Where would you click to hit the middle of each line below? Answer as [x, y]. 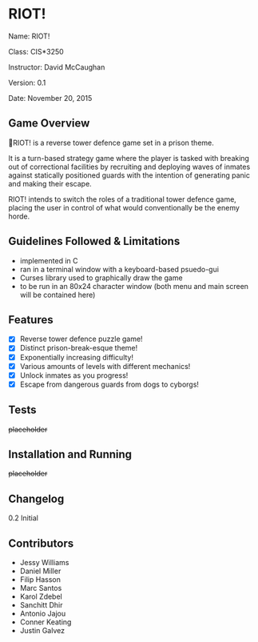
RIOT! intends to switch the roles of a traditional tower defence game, [123, 199]
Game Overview [49, 124]
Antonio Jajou [43, 614]
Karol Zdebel [41, 596]
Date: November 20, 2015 [50, 98]
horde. [19, 216]
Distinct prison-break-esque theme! [79, 348]
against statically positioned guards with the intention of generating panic [129, 175]
